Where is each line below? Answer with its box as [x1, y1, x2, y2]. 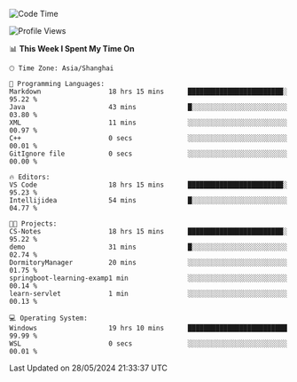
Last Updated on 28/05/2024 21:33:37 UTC [9, 362, 168, 373]
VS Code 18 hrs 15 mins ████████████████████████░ [9, 180, 288, 189]
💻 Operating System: [9, 314, 89, 322]
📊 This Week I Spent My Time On [9, 44, 135, 53]
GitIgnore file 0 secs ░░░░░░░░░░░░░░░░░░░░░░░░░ [9, 149, 288, 158]
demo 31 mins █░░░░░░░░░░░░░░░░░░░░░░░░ [9, 243, 288, 251]
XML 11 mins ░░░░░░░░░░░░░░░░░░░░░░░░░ [9, 118, 288, 127]
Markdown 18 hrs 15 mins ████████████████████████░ [9, 87, 288, 96]
